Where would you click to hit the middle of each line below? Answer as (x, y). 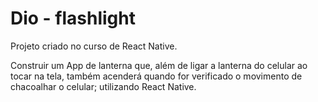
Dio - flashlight (73, 18)
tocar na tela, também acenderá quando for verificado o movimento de (156, 76)
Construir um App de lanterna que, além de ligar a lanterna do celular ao (159, 65)
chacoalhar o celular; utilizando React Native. (103, 86)
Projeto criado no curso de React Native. (94, 46)
